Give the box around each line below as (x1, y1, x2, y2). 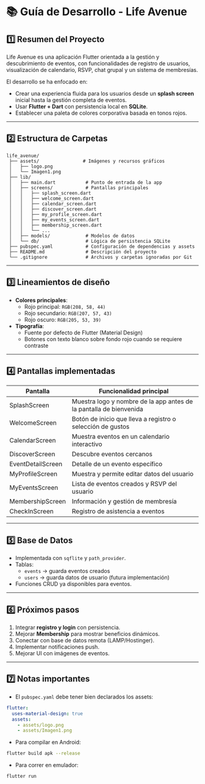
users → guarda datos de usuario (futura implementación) (24, 574, 170, 581)
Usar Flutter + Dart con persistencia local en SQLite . (15, 103, 148, 110)
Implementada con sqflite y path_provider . (15, 555, 126, 562)
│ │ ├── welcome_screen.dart (9, 195, 95, 201)
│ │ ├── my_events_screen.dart (9, 217, 99, 223)
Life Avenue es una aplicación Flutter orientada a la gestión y (6, 53, 160, 60)
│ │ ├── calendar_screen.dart (9, 201, 97, 207)
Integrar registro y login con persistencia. (15, 624, 121, 631)
